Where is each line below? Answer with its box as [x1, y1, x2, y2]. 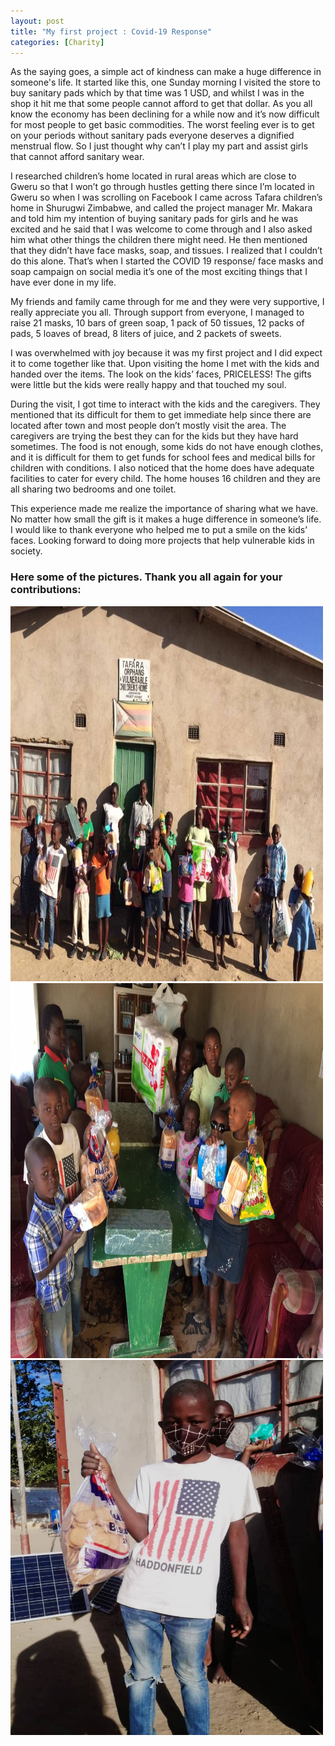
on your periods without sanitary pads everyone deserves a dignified [10, 130, 295, 142]
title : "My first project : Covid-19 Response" [10, 26, 213, 37]
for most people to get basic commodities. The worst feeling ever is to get [10, 119, 315, 131]
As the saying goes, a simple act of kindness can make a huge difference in [10, 66, 322, 78]
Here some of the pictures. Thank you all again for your [10, 570, 283, 584]
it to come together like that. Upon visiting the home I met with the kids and [10, 358, 320, 370]
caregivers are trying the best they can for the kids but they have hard [10, 430, 299, 442]
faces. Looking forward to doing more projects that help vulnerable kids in [10, 535, 315, 547]
